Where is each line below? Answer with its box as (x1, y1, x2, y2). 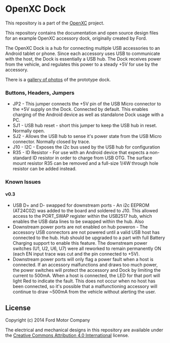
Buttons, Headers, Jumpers (5, 89, 75, 96)
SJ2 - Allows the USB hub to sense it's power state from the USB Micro (12, 133, 162, 139)
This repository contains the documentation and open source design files (5, 30, 159, 36)
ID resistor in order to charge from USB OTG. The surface (32, 155, 152, 161)
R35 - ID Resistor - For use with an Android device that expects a (12, 150, 149, 156)
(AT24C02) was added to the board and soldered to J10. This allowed (12, 208, 158, 214)
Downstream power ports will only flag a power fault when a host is (12, 256, 154, 263)
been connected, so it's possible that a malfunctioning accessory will (12, 283, 157, 290)
